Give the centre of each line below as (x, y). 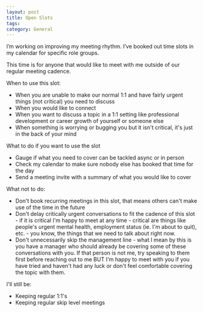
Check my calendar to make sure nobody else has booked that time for (104, 164)
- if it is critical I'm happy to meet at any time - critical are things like (100, 220)
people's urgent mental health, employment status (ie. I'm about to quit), (106, 227)
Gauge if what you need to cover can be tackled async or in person (100, 158)
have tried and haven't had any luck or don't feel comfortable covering (104, 266)
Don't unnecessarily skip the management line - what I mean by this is (103, 240)
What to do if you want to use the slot (53, 146)
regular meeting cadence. (39, 72)
